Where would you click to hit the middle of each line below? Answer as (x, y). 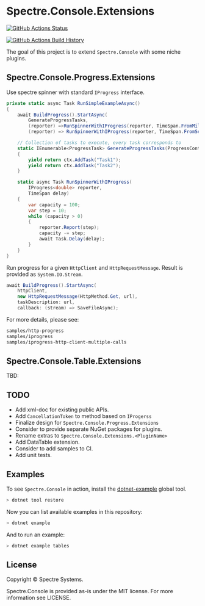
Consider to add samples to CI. (54, 449)
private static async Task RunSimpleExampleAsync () (73, 103)
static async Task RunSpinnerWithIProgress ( (75, 182)
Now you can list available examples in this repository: (74, 511)
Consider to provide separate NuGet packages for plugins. (89, 429)
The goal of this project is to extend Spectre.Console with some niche (94, 52)
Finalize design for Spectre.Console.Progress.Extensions (87, 423)
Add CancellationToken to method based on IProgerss (83, 416)
